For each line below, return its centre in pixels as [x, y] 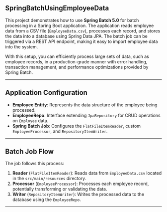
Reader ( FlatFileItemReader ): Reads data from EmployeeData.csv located [87, 173]
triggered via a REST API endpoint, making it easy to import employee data [82, 41]
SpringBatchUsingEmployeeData [57, 8]
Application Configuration [46, 93]
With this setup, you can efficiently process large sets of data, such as [77, 56]
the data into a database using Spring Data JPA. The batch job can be [76, 36]
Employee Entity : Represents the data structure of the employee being [85, 105]
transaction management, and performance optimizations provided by [77, 67]
